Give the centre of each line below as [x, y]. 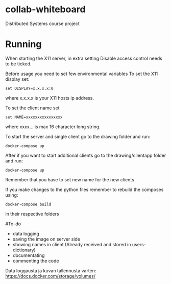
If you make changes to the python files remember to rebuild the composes [84, 190]
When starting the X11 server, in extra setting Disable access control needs [84, 58]
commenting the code [36, 261]
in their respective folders [32, 214]
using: [12, 195]
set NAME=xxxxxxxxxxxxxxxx [34, 117]
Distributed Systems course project [43, 23]
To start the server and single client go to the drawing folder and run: [78, 136]
